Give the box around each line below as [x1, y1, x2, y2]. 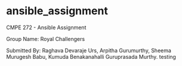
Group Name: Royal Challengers [6, 35, 85, 42]
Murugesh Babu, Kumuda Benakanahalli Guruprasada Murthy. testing [6, 53, 176, 60]
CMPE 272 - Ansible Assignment [6, 24, 87, 31]
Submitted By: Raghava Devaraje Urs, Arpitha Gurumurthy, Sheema [6, 46, 172, 54]
